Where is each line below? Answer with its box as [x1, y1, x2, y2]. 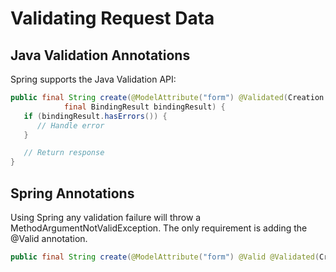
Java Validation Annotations [10, 47, 191, 64]
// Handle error [36, 120, 105, 131]
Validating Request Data [10, 7, 215, 30]
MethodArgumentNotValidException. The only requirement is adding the [10, 222, 308, 234]
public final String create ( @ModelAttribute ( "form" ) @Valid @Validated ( [10, 252, 320, 262]
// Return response [23, 148, 105, 158]
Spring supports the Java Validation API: [10, 73, 177, 85]
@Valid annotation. [10, 232, 88, 244]
